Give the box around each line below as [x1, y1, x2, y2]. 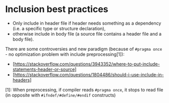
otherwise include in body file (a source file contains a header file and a [12, 31, 162, 37]
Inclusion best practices [5, 4, 108, 15]
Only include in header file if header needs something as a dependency [12, 20, 161, 26]
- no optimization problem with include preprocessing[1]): [5, 51, 125, 57]
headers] [12, 77, 32, 83]
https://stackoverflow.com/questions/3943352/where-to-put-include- [14, 61, 160, 67]
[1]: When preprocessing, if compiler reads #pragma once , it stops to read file [5, 86, 163, 92]
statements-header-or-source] [12, 66, 77, 72]
